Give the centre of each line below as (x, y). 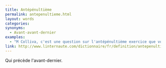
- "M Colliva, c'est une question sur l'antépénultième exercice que (83, 42)
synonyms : (15, 28)
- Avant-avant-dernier (33, 33)
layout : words (20, 19)
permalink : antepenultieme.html (38, 14)
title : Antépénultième (28, 10)
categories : (17, 23)
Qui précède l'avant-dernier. (34, 60)
